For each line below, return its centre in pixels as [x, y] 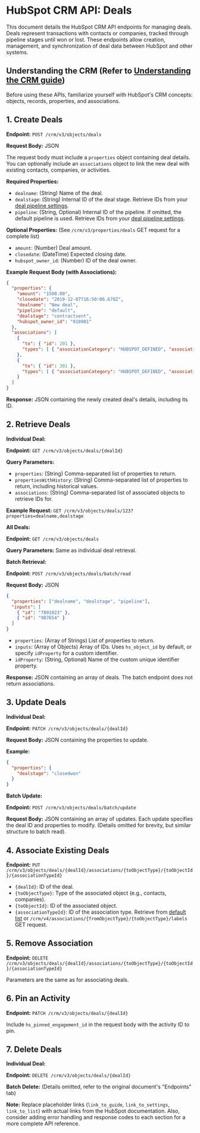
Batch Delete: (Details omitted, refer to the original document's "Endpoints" [99, 1087]
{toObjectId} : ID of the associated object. [66, 906]
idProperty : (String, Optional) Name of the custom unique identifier [97, 659]
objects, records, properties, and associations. [63, 101]
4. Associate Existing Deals [58, 850]
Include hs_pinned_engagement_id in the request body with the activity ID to [98, 1024]
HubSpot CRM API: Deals [69, 10]
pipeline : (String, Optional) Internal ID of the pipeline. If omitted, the [98, 212]
